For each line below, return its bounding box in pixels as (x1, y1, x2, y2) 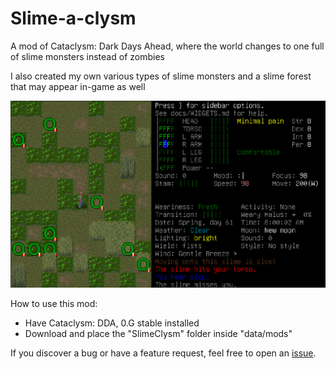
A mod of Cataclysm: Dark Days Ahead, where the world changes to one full (10, 40, 325, 52)
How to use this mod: (10, 298, 98, 310)
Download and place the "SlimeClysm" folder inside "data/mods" (24, 328, 293, 340)
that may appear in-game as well (10, 80, 146, 92)
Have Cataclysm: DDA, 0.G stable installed (24, 317, 200, 329)
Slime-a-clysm (10, 7, 137, 30)
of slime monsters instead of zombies (10, 50, 165, 62)
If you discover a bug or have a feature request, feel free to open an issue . (10, 347, 317, 359)
